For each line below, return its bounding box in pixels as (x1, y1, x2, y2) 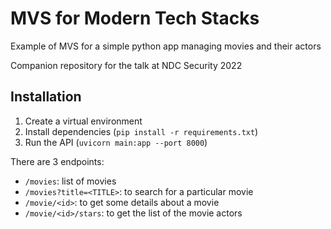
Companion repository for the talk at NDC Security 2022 (10, 59, 243, 71)
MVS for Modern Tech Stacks (10, 7, 260, 30)
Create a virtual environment (24, 115, 143, 127)
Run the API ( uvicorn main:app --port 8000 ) (24, 136, 208, 148)
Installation (10, 88, 82, 106)
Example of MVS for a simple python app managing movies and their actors (10, 40, 322, 52)
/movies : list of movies (24, 175, 117, 187)
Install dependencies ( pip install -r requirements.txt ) (24, 125, 259, 137)
